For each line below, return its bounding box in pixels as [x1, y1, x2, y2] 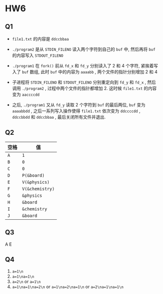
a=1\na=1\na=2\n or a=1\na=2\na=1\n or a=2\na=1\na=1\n [12, 284, 124, 290]
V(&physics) [22, 179, 50, 185]
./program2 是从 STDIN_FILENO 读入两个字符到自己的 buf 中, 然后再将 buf [12, 46, 156, 52]
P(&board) [22, 172, 45, 178]
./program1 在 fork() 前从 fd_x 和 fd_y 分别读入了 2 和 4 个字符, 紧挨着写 [12, 63, 158, 68]
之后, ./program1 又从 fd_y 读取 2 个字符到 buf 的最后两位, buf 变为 [12, 102, 146, 107]
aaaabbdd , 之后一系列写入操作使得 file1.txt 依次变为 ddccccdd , [12, 108, 141, 114]
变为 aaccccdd [12, 91, 40, 97]
